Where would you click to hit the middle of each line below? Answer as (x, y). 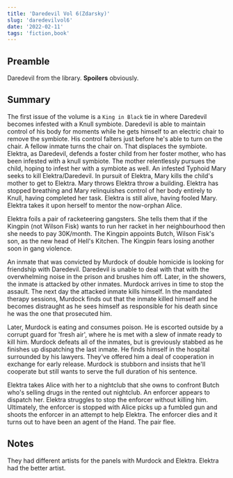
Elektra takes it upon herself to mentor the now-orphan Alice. (95, 205)
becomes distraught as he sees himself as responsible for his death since (113, 306)
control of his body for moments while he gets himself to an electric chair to (116, 131)
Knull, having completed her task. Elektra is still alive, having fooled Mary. (112, 198)
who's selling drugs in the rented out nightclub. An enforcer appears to (109, 392)
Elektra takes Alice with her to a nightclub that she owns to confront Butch (113, 385)
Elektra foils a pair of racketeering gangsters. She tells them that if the (107, 218)
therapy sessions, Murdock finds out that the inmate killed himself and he (112, 298)
